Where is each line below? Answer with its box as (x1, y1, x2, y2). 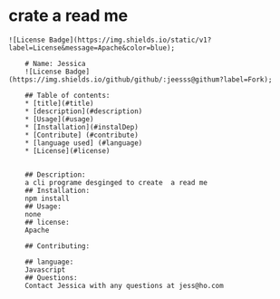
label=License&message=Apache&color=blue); (8, 43, 176, 53)
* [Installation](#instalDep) (24, 122, 140, 131)
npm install (24, 194, 70, 203)
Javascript (24, 265, 66, 275)
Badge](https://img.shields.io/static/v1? (48, 35, 212, 44)
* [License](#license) (24, 146, 111, 155)
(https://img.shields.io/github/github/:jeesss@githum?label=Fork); (8, 74, 273, 84)
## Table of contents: (24, 91, 111, 100)
